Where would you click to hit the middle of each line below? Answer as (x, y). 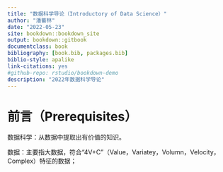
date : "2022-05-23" (36, 27)
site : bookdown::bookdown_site (53, 33)
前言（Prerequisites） (73, 116)
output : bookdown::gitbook (47, 40)
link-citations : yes (38, 66)
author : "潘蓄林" (31, 20)
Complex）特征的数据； (42, 161)
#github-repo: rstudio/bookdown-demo (63, 73)
